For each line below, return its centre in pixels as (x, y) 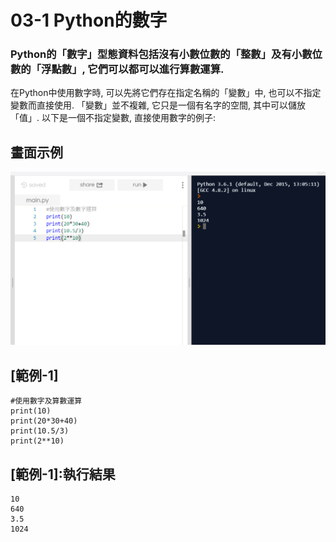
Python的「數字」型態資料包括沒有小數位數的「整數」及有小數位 (166, 54)
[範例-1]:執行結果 (63, 474)
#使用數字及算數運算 (46, 401)
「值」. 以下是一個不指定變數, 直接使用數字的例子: (113, 118)
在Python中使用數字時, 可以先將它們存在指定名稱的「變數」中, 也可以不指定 (166, 93)
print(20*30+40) (44, 421)
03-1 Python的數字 (89, 20)
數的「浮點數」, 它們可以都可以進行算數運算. (117, 69)
